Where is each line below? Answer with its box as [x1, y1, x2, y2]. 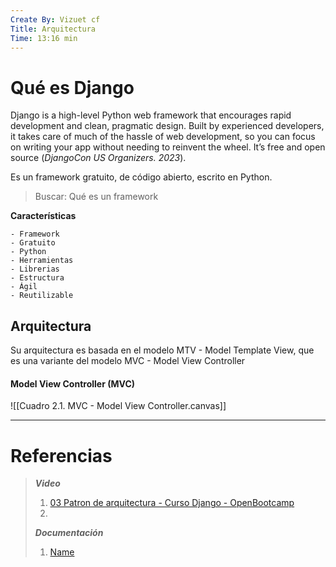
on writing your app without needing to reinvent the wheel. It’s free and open [10, 141, 326, 153]
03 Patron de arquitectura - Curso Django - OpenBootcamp [49, 497, 295, 509]
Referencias [10, 444, 113, 467]
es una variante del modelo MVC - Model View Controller [10, 355, 246, 367]
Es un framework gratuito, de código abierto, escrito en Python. [10, 171, 273, 183]
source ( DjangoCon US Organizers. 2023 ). [10, 152, 187, 164]
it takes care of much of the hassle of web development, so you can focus [10, 131, 316, 143]
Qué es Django [10, 76, 135, 99]
